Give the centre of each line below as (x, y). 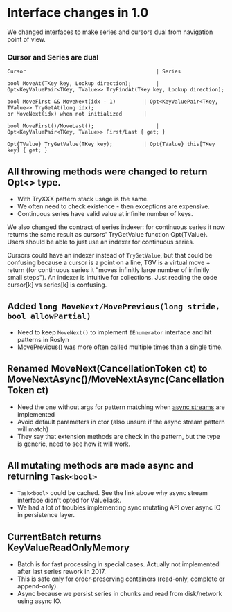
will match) (33, 429)
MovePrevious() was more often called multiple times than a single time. (120, 347)
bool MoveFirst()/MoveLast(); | (83, 126)
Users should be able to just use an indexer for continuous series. (101, 242)
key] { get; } (28, 150)
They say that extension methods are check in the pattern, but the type (118, 436)
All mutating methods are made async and (100, 466)
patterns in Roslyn (43, 339)
